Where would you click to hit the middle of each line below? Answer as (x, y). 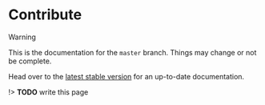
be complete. (30, 61)
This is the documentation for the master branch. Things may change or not (132, 52)
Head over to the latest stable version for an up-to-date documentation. (126, 76)
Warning (22, 37)
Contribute (45, 15)
